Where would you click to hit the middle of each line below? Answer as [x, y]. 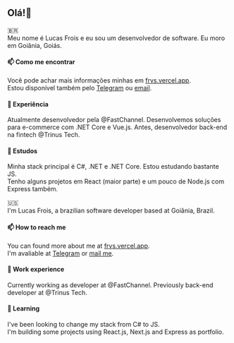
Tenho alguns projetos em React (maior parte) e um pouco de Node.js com [116, 181]
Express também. [33, 189]
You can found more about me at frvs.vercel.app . [79, 246]
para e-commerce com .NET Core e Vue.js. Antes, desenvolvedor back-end [117, 127]
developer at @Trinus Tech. [48, 292]
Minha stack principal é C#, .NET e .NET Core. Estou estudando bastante [113, 167]
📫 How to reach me [37, 227]
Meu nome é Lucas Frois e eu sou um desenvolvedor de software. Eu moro [116, 38]
